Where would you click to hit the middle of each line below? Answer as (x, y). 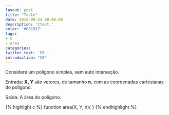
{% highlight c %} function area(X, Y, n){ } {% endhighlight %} (71, 107)
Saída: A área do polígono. (33, 97)
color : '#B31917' (24, 29)
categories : (18, 48)
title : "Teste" (22, 15)
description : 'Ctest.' (30, 24)
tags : (11, 34)
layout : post (19, 10)
